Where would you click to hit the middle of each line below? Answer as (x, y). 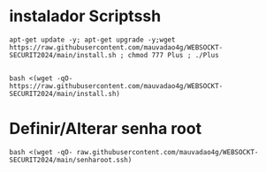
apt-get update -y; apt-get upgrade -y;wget (92, 40)
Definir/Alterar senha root (105, 129)
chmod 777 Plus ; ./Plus (173, 55)
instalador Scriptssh (85, 16)
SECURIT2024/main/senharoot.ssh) (71, 160)
